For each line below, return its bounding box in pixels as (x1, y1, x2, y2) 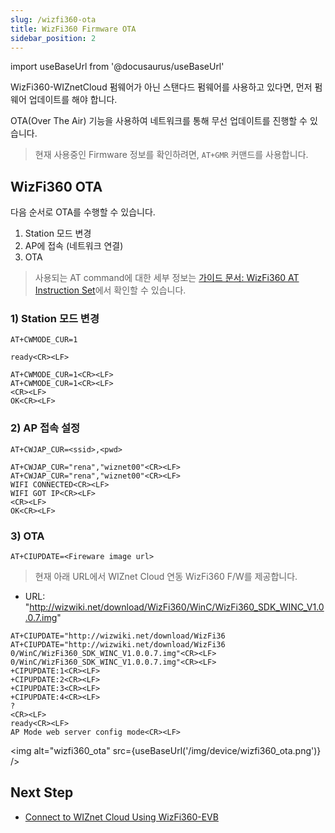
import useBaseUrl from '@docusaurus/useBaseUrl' (10, 61, 225, 73)
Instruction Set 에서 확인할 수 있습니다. (34, 284, 187, 296)
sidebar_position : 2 (10, 33, 97, 43)
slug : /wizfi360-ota (10, 14, 97, 25)
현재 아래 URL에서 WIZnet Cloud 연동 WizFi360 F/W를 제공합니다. (34, 571, 298, 583)
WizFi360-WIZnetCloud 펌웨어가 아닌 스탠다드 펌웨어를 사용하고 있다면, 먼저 (10, 81, 313, 93)
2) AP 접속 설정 (10, 421, 81, 435)
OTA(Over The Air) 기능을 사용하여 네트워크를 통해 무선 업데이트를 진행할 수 (10, 115, 308, 127)
